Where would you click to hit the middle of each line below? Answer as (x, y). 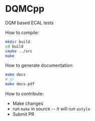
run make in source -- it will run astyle (51, 109)
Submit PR (23, 114)
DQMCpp (25, 9)
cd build (14, 46)
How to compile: (22, 32)
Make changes (28, 103)
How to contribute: (25, 94)
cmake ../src (19, 51)
